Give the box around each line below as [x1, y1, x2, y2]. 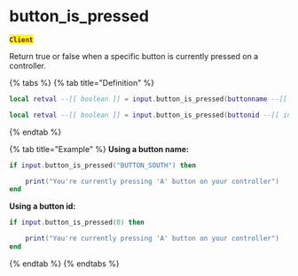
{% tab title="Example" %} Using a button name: [9, 143, 189, 154]
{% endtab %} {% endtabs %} [9, 258, 120, 269]
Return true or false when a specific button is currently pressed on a [9, 50, 259, 61]
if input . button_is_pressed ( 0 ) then [9, 218, 145, 227]
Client [9, 35, 34, 44]
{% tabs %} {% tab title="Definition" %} [9, 77, 155, 88]
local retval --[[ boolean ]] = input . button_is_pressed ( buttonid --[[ [9, 111, 279, 119]
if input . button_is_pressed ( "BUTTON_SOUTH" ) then [9, 161, 197, 170]
